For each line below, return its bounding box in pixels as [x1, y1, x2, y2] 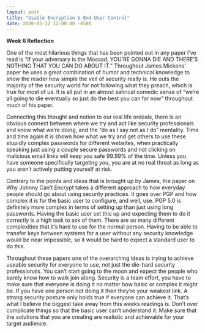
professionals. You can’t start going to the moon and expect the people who [6, 268, 198, 275]
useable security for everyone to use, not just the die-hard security [6, 261, 176, 268]
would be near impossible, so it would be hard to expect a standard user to [6, 236, 195, 243]
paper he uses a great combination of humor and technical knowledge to [6, 69, 190, 76]
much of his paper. [6, 101, 54, 109]
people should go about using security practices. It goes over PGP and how [6, 190, 197, 198]
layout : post [6, 9, 40, 15]
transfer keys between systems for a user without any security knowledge [6, 230, 193, 237]
